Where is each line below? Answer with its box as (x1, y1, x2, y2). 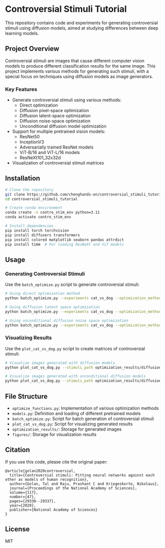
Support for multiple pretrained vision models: (12, 128, 106, 134)
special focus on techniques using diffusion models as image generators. (5, 73, 153, 79)
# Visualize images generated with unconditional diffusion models (5, 374, 146, 379)
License (5, 525, 30, 534)
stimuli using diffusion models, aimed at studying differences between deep (5, 25, 159, 31)
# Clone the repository (5, 187, 54, 192)
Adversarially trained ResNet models (19, 144, 94, 150)
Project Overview (5, 44, 59, 53)
